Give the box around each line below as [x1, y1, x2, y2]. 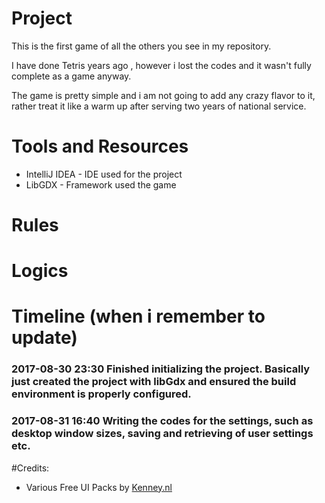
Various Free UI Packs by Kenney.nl [25, 481, 173, 493]
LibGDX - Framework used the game [25, 178, 177, 191]
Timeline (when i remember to [11, 305, 266, 328]
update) [11, 327, 78, 349]
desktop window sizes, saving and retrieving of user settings [11, 427, 314, 441]
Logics [11, 260, 69, 282]
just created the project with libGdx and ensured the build [11, 375, 297, 389]
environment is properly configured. [11, 387, 192, 401]
